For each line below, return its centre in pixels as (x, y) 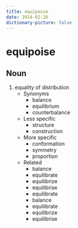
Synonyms (36, 94)
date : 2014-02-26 (27, 17)
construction (48, 131)
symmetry (44, 150)
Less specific (39, 119)
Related (33, 163)
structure (43, 125)
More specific (40, 138)
